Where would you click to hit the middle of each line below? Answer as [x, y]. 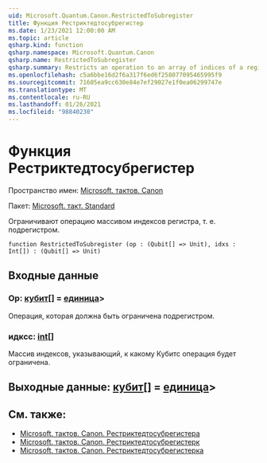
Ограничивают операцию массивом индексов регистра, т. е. [112, 221]
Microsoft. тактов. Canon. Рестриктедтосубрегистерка [112, 450]
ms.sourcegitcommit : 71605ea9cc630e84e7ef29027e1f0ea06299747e [115, 82]
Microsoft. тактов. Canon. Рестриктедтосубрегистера [110, 434]
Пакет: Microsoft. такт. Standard [62, 206]
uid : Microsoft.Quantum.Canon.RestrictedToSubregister [101, 16]
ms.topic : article [39, 38]
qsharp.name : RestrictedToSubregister [72, 61]
